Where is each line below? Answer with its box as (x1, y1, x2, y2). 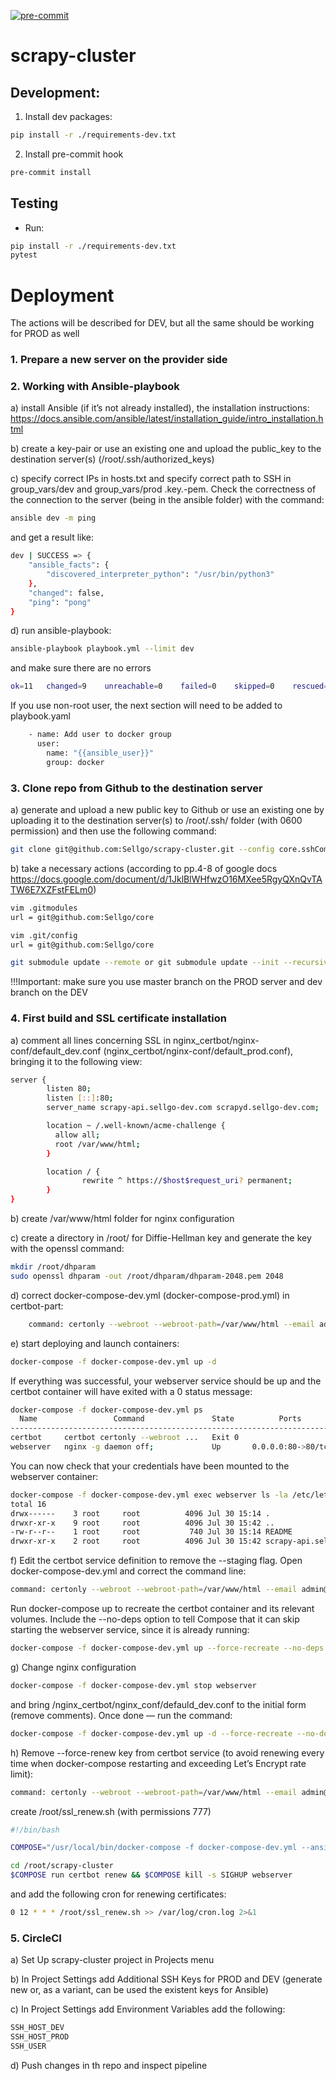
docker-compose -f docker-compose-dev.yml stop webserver (10, 1680, 257, 1690)
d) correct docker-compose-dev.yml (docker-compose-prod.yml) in (10, 1289, 290, 1301)
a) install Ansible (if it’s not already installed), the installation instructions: (10, 402, 310, 414)
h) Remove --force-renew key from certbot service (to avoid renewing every (10, 1746, 325, 1759)
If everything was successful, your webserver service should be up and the (10, 1375, 322, 1387)
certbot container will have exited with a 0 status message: (10, 1385, 253, 1397)
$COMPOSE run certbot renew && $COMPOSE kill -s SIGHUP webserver (10, 1870, 293, 1880)
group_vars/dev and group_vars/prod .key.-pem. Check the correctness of (10, 483, 317, 495)
